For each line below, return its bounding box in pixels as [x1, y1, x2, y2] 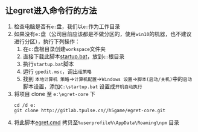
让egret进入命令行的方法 [5, 5, 97, 16]
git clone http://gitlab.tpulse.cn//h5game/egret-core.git [13, 107, 166, 113]
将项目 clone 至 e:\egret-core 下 [13, 90, 95, 97]
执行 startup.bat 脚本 [22, 60, 74, 67]
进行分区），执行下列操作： [13, 38, 80, 45]
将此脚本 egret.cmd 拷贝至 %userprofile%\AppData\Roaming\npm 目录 [13, 119, 180, 126]
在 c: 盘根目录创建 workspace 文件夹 [22, 45, 106, 52]
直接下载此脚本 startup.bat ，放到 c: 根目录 [22, 53, 124, 60]
